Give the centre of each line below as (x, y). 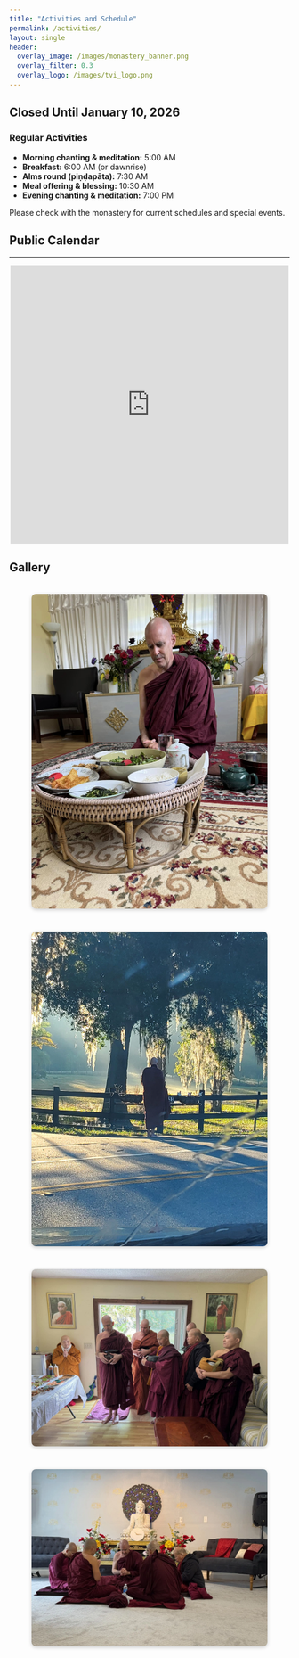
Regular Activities (48, 138)
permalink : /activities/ (55, 28)
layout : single (37, 37)
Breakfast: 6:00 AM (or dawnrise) (84, 167)
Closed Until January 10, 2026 (95, 113)
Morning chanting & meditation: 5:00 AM (99, 157)
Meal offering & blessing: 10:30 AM (88, 185)
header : (24, 47)
